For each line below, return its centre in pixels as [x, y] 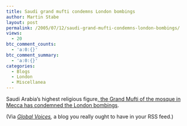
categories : [21, 66]
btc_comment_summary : [33, 55]
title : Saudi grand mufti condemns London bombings [71, 11]
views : [14, 33]
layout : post [22, 22]
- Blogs [21, 71]
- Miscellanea [29, 83]
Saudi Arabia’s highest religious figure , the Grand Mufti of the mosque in [93, 99]
